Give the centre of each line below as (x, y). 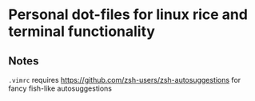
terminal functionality (82, 31)
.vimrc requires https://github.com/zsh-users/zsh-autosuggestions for (125, 80)
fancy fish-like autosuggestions (60, 88)
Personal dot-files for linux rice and (128, 15)
